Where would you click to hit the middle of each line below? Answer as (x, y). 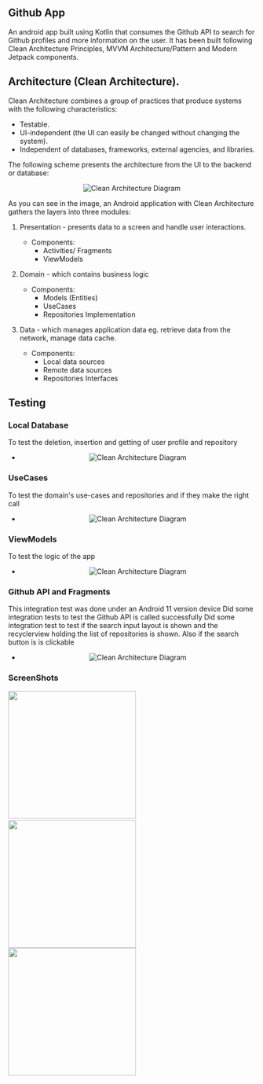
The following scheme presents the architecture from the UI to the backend (130, 164)
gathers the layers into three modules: (69, 211)
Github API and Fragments (59, 591)
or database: (29, 173)
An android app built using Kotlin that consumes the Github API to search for (131, 31)
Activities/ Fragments (77, 250)
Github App (37, 13)
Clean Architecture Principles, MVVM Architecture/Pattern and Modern (123, 48)
